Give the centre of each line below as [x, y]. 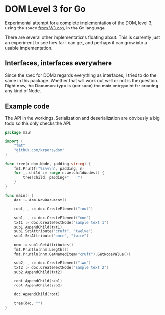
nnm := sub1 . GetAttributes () [44, 245]
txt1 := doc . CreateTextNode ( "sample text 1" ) [61, 222]
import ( [14, 141]
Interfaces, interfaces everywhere [58, 63]
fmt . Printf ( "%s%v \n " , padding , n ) [49, 168]
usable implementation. [29, 48]
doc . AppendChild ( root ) [37, 294]
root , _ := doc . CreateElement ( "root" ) [54, 209]
